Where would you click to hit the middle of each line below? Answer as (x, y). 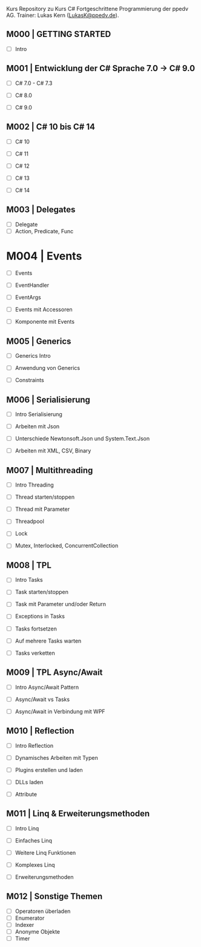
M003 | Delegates (41, 210)
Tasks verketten (35, 653)
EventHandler (32, 285)
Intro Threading (35, 485)
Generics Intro (33, 356)
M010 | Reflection (40, 731)
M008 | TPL (29, 565)
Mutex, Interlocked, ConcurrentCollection (67, 545)
